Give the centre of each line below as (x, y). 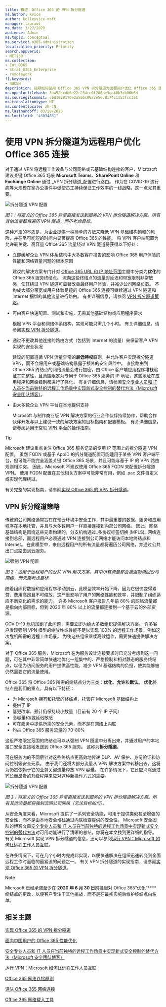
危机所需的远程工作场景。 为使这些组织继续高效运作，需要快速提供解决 (81, 636)
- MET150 (14, 56)
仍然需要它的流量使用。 (29, 671)
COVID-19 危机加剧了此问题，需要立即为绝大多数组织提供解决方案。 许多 (79, 624)
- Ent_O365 (16, 65)
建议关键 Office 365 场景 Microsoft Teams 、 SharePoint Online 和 (72, 175)
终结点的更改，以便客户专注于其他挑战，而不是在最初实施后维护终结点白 (79, 894)
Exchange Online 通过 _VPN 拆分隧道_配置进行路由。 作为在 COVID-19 (77, 181)
